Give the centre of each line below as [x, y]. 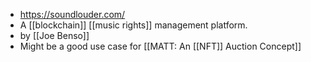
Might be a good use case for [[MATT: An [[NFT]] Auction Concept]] [160, 46]
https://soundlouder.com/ [72, 14]
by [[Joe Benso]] [54, 35]
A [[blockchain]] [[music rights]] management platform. [133, 25]
